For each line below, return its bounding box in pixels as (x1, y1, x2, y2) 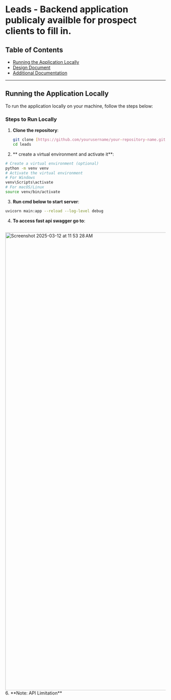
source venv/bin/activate (5, 190, 60, 195)
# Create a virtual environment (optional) (5, 161, 99, 166)
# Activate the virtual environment (5, 170, 83, 175)
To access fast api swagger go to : (12, 218, 85, 224)
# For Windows (5, 175, 36, 180)
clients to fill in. (5, 25, 72, 37)
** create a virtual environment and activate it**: (12, 151, 115, 157)
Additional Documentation (12, 70, 68, 76)
